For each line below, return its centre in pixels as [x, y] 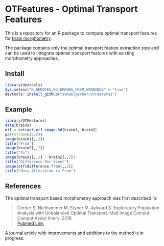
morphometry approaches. [32, 58]
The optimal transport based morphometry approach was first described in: [81, 198]
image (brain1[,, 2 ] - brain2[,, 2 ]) [40, 157]
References [23, 186]
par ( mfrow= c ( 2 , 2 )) [24, 134]
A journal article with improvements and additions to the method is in [74, 233]
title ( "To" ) [17, 153]
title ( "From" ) [20, 143]
